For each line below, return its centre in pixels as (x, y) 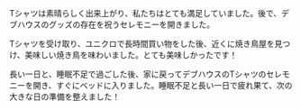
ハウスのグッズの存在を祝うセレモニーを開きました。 (115, 24)
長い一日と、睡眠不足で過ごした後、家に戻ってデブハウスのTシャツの (138, 74)
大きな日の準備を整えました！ (64, 96)
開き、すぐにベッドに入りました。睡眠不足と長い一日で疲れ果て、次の (163, 85)
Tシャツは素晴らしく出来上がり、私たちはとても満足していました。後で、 (146, 13)
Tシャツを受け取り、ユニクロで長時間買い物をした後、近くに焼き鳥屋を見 (146, 44)
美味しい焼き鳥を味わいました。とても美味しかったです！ (131, 55)
